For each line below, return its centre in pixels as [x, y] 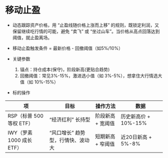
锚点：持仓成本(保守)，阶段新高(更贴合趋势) [65, 69]
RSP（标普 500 [26, 115]
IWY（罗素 [20, 132]
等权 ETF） [20, 123]
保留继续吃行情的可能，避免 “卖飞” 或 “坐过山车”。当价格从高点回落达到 [86, 31]
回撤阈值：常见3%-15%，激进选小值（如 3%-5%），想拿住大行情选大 [91, 75]
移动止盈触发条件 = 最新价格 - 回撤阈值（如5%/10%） [68, 48]
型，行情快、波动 [69, 140]
